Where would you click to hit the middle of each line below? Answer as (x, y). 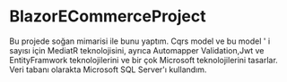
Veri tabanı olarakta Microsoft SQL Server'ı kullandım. (108, 70)
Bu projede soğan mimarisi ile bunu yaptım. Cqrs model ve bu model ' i (140, 41)
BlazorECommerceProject (108, 16)
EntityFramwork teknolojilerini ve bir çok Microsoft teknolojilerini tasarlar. (143, 60)
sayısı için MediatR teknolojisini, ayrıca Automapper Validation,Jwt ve (137, 50)
